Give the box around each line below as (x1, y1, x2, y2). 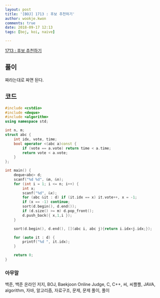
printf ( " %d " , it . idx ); (22, 239, 70, 244)
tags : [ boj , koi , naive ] (5, 30, 55, 34)
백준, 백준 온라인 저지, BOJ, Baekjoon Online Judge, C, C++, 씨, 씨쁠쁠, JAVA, (5, 282, 156, 287)
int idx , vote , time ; (14, 136, 57, 142)
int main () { (5, 168, 31, 173)
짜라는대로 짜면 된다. (5, 77, 44, 83)
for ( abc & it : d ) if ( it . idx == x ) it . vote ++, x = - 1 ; (22, 195, 138, 200)
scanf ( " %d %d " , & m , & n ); (14, 177, 64, 182)
